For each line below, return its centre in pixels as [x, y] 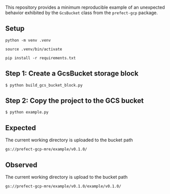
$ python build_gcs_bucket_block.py [44, 85]
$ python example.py [27, 112]
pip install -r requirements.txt [41, 58]
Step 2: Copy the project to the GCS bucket [74, 101]
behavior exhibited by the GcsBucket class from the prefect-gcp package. [82, 13]
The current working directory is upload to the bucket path [66, 177]
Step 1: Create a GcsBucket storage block [72, 74]
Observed [21, 165]
